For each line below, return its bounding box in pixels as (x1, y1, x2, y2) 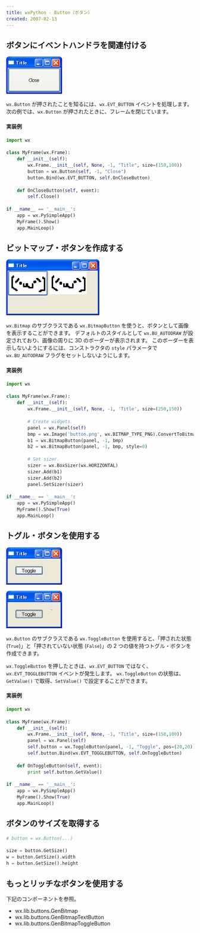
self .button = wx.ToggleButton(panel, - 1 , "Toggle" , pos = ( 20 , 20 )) (27, 744, 196, 750)
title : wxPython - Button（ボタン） (6, 10, 93, 15)
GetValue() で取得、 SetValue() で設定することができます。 (6, 677, 151, 684)
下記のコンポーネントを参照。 (6, 895, 79, 902)
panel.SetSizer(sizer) (27, 481, 84, 488)
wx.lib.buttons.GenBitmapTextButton (14, 913, 104, 920)
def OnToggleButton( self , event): (17, 763, 102, 769)
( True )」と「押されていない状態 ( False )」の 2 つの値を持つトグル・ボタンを (6, 642, 192, 649)
